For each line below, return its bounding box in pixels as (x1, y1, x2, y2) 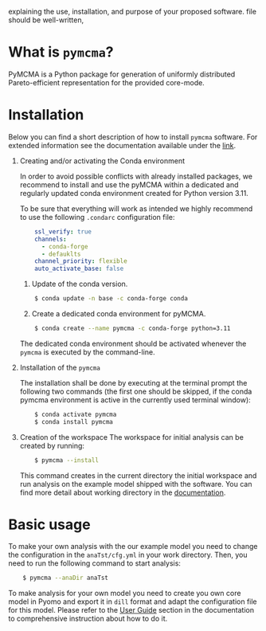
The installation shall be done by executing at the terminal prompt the (19, 378, 248, 387)
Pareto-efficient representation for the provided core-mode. (8, 77, 205, 87)
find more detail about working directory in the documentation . (19, 488, 226, 497)
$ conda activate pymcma (34, 410, 117, 418)
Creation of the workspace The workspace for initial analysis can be (19, 432, 244, 441)
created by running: (19, 441, 85, 450)
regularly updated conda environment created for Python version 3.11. (19, 188, 248, 198)
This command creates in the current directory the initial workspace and (19, 470, 257, 480)
